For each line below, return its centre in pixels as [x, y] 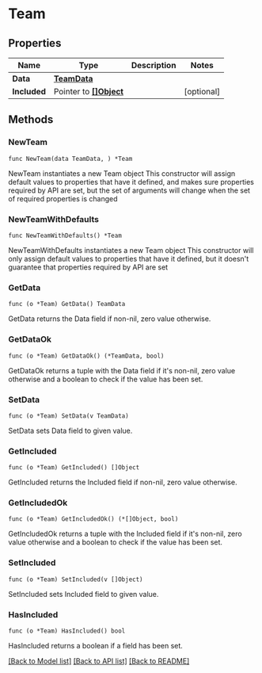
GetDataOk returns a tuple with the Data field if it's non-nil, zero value [122, 370]
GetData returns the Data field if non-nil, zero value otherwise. [110, 319]
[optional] [202, 92]
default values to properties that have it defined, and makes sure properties [131, 182]
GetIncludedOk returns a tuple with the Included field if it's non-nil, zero [125, 534]
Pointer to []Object [89, 92]
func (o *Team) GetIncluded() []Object [74, 468]
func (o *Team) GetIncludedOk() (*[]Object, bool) [93, 519]
